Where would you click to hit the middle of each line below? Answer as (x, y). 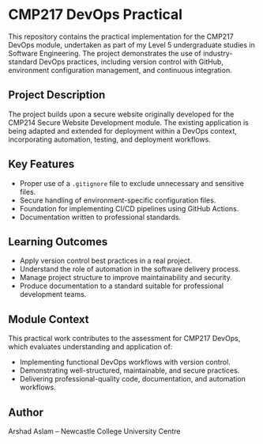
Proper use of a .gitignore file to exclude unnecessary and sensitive (132, 183)
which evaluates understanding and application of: (90, 347)
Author (26, 412)
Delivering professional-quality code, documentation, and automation (133, 379)
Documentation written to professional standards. (100, 217)
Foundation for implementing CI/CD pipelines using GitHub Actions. (129, 208)
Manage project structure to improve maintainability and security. (126, 278)
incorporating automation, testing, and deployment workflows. (109, 139)
